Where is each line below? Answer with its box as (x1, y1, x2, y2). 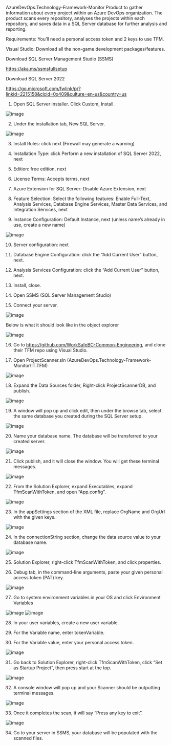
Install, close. (13, 282, 41, 288)
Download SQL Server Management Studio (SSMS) (6, 56, 114, 62)
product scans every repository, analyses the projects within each (6, 15, 145, 21)
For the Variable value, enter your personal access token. (13, 640, 134, 645)
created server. (13, 439, 46, 444)
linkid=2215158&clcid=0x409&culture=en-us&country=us (6, 91, 127, 97)
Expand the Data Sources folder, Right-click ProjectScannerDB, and (13, 382, 156, 388)
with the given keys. (13, 514, 56, 520)
